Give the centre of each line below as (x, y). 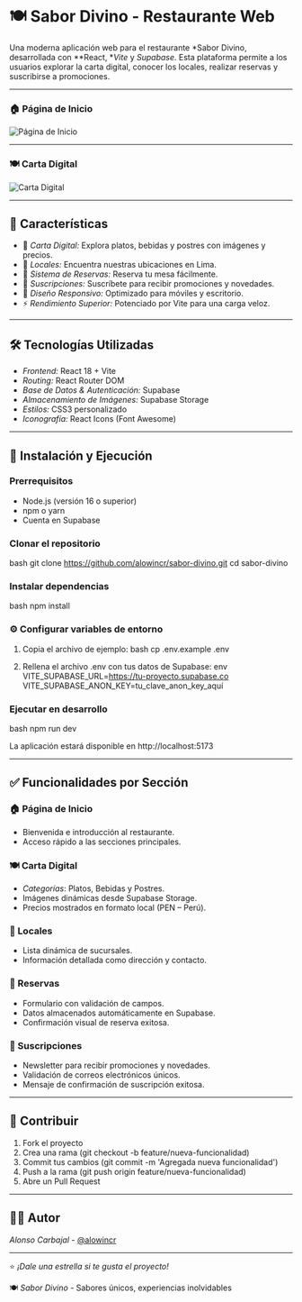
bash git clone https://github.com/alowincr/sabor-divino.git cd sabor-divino (149, 563)
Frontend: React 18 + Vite (69, 371)
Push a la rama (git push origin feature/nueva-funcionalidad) (134, 1171)
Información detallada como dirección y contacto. (114, 961)
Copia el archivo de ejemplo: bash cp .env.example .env (126, 649)
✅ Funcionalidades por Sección (99, 783)
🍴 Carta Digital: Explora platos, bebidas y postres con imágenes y (144, 246)
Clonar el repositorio (55, 543)
